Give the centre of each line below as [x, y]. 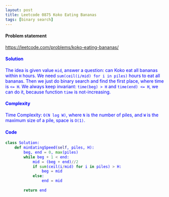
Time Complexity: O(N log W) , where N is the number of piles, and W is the [82, 115]
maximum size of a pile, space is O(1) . [45, 120]
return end [35, 190]
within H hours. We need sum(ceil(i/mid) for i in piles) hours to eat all [83, 76]
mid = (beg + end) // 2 [55, 162]
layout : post [19, 10]
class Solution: [22, 143]
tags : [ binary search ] [29, 19]
